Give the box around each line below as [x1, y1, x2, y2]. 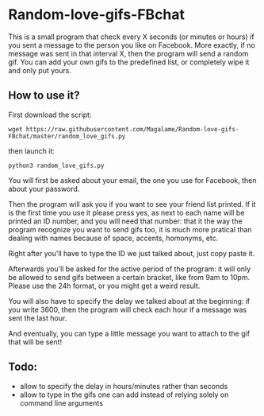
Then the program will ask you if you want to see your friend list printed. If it [8, 199, 256, 208]
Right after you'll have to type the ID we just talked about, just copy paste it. [8, 248, 255, 258]
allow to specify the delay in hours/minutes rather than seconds [19, 381, 228, 391]
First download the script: [8, 110, 92, 119]
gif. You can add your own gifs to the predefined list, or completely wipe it [8, 57, 250, 67]
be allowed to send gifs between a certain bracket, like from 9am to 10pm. [8, 272, 251, 282]
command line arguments [19, 398, 103, 407]
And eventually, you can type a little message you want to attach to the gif [8, 329, 251, 338]
